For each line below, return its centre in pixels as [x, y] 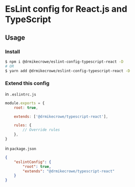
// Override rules [41, 130]
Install [13, 52]
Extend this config [27, 83]
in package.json [21, 148]
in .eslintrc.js [21, 94]
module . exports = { [25, 103]
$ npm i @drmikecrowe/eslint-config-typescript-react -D [64, 62]
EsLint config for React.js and [66, 9]
